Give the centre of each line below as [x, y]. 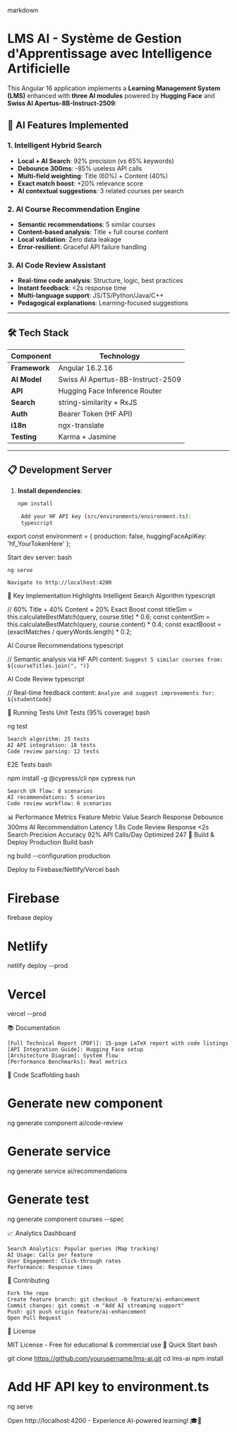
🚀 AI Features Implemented [68, 125]
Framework [30, 368]
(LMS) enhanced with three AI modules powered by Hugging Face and [111, 95]
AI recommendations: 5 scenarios [56, 797]
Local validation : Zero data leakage [69, 239]
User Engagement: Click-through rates [64, 1261]
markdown [23, 10]
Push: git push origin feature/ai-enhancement [77, 1312]
